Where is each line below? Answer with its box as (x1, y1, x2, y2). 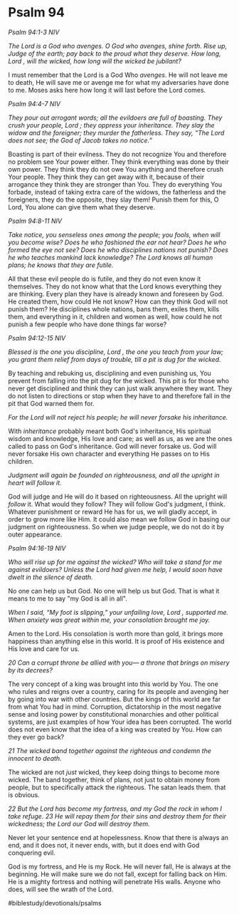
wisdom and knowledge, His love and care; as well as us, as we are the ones (8, 434, 233, 442)
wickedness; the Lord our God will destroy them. (8, 819, 150, 828)
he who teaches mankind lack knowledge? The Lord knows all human (8, 253, 213, 261)
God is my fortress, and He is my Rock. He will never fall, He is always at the (8, 862, 231, 871)
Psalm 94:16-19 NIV (8, 544, 66, 552)
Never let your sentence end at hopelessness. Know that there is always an (8, 833, 229, 841)
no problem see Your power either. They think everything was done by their (8, 157, 230, 166)
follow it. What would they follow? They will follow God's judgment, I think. (8, 499, 225, 508)
